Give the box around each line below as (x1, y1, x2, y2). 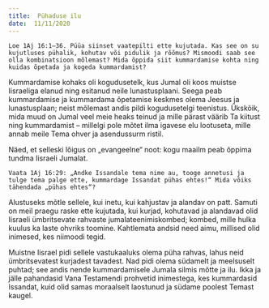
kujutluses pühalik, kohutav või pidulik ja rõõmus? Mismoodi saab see (8, 49, 255, 57)
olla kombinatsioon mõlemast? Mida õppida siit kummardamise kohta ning (8, 56, 259, 64)
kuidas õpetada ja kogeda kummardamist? (8, 62, 147, 71)
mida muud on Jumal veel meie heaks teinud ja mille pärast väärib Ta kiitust (8, 111, 261, 122)
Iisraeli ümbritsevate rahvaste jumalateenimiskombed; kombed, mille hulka (8, 214, 257, 224)
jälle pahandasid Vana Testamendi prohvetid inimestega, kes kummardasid (8, 273, 258, 283)
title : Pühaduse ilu (8, 11, 82, 20)
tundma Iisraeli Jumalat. (8, 153, 88, 163)
